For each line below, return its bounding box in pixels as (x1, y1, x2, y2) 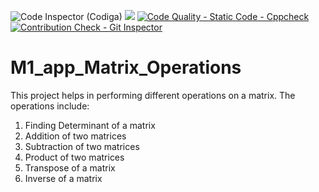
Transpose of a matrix (24, 161, 116, 174)
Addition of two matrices (24, 130, 127, 142)
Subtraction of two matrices (24, 140, 140, 152)
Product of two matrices (24, 151, 125, 163)
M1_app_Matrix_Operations (10, 56, 242, 79)
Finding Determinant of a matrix (24, 119, 156, 131)
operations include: (10, 100, 90, 112)
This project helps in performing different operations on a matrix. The (10, 89, 296, 101)
